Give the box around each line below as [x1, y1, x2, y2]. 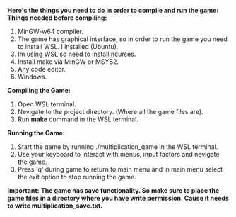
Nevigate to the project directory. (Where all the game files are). [17, 108, 203, 116]
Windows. [17, 72, 47, 81]
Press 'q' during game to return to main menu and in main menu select [17, 165, 223, 173]
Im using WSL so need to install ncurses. [17, 50, 136, 58]
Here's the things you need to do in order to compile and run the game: [7, 6, 219, 14]
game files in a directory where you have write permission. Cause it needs [7, 194, 230, 202]
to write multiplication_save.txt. [7, 201, 103, 210]
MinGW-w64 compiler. [17, 28, 83, 35]
